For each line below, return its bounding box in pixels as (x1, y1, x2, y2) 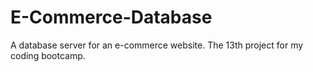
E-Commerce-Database (10, 6, 213, 29)
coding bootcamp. (10, 49, 86, 61)
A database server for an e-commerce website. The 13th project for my (10, 39, 304, 51)
